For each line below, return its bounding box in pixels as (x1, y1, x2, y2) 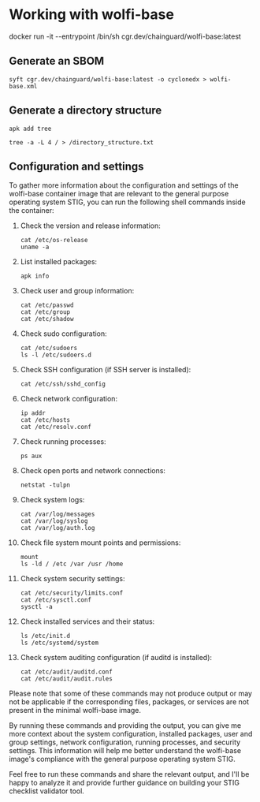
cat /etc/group (20, 308, 71, 316)
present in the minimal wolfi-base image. (9, 706, 141, 715)
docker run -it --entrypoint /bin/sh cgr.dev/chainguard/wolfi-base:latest (9, 32, 241, 41)
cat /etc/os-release (20, 237, 88, 244)
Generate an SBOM (9, 54, 105, 68)
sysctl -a (20, 603, 54, 611)
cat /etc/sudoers (20, 345, 78, 353)
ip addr (20, 409, 46, 417)
